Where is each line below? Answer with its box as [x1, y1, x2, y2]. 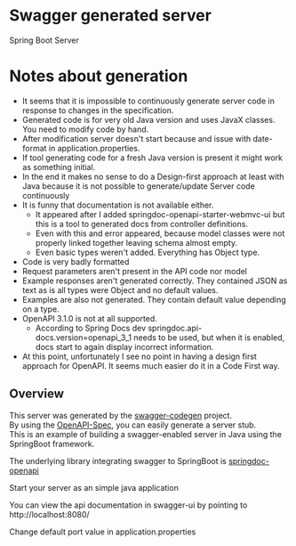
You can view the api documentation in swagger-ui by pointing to [9, 500, 248, 510]
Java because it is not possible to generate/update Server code [21, 180, 255, 192]
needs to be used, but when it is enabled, [132, 331, 285, 343]
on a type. [21, 304, 60, 314]
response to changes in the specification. [21, 104, 174, 116]
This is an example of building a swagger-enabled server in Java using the [9, 428, 283, 439]
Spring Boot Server [9, 35, 80, 45]
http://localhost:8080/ [9, 509, 91, 519]
